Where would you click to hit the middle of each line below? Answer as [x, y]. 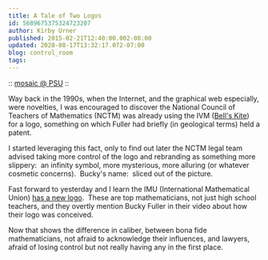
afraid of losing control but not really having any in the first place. [116, 247]
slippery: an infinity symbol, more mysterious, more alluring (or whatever [129, 165]
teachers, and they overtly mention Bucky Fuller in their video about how [128, 206]
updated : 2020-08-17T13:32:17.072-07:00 [77, 46]
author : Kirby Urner [43, 30]
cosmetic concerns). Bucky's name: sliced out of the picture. [111, 174]
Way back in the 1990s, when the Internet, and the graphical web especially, [134, 98]
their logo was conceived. [51, 214]
